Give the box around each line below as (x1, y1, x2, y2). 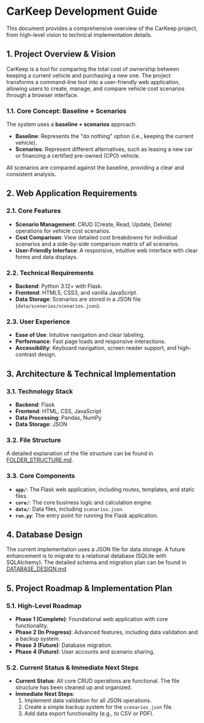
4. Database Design (6, 530, 83, 539)
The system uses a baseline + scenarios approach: (6, 121, 137, 128)
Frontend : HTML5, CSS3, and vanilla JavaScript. (15, 289, 138, 296)
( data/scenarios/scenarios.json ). (15, 302, 101, 309)
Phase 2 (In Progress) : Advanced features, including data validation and (15, 628, 198, 636)
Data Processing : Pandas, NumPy (15, 414, 102, 422)
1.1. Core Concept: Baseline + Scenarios (6, 106, 127, 115)
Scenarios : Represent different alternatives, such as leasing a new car (15, 145, 193, 153)
